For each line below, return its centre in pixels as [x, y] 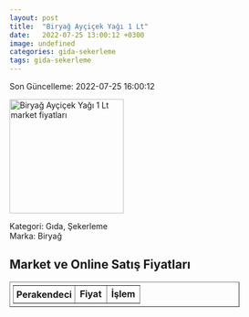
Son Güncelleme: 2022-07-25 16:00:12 [82, 86]
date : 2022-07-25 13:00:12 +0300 [77, 35]
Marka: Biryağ [36, 236]
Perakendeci [45, 294]
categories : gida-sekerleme [63, 52]
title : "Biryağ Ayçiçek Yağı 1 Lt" [79, 26]
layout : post [34, 18]
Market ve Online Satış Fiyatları [100, 264]
